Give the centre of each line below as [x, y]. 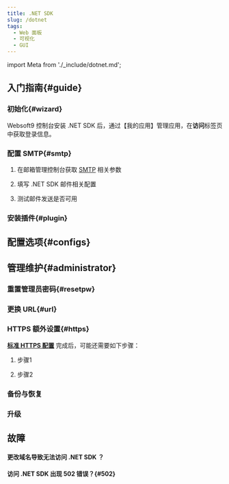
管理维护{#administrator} [62, 268]
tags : [15, 26]
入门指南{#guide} [45, 88]
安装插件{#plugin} [38, 218]
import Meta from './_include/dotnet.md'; [64, 65]
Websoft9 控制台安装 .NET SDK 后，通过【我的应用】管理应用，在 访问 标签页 [115, 125]
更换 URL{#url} [32, 309]
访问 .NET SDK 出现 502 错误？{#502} [62, 474]
